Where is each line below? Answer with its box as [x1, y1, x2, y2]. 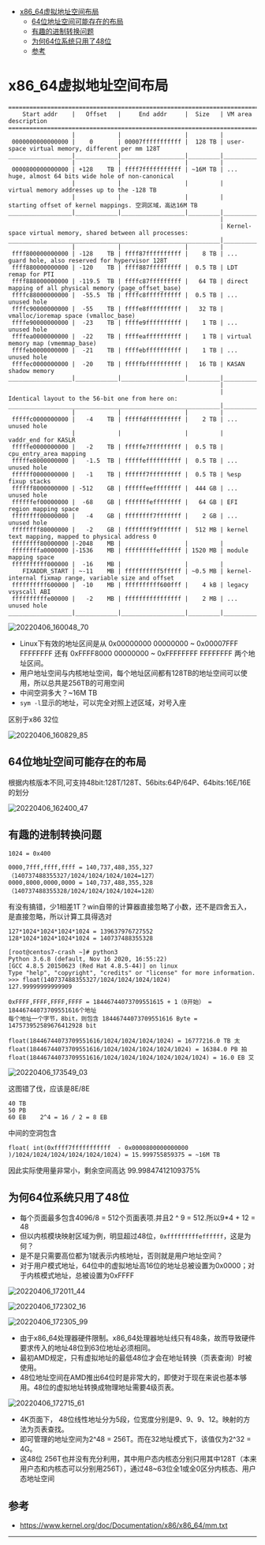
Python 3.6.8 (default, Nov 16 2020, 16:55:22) [8, 955, 168, 963]
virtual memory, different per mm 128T [28, 144, 160, 152]
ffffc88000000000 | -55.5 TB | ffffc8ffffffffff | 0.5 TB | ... [11, 291, 238, 299]
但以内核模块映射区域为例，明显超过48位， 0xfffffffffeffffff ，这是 [19, 1231, 244, 1241]
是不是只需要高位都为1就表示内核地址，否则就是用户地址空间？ [19, 1251, 223, 1260]
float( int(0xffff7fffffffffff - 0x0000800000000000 [8, 1144, 189, 1151]
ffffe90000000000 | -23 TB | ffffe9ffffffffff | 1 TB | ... [11, 319, 238, 327]
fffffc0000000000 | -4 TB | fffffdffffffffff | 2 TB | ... [11, 415, 238, 424]
